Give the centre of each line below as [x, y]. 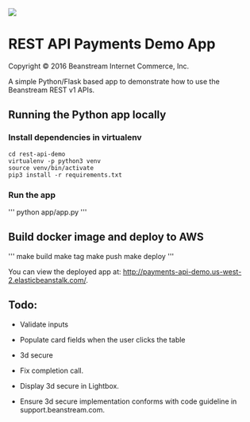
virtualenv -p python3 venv [55, 161]
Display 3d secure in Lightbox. [69, 385]
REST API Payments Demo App [112, 44]
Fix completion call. [52, 370]
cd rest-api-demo [37, 154]
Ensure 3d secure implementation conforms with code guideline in [128, 401]
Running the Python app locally [87, 115]
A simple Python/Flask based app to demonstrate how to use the [114, 81]
